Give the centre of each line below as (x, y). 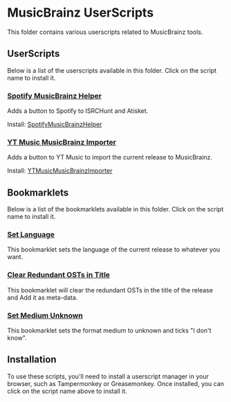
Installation (32, 359)
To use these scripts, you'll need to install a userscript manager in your (108, 376)
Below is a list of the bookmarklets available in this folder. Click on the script (115, 209)
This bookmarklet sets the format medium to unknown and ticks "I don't (109, 331)
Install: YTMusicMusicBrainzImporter (60, 171)
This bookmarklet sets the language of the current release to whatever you (114, 250)
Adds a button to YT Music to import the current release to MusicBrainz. (110, 157)
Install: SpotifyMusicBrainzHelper (55, 124)
